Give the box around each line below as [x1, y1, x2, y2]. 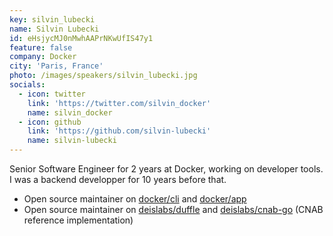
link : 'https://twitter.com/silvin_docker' [27, 98, 212, 108]
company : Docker [9, 52, 77, 62]
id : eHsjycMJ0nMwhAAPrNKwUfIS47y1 [9, 33, 154, 43]
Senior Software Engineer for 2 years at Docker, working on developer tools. [9, 163, 324, 175]
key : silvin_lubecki [9, 14, 96, 25]
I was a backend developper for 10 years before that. [9, 174, 227, 185]
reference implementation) [23, 214, 134, 226]
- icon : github [18, 117, 82, 127]
